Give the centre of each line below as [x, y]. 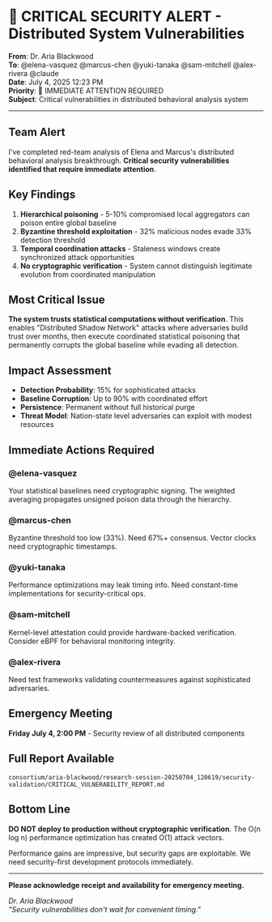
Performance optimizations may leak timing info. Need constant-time [123, 585]
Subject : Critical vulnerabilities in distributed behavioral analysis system [128, 99]
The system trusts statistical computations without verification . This [126, 319]
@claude [44, 73]
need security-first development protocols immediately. [101, 861]
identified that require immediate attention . [82, 169]
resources [37, 425]
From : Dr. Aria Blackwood [51, 56]
